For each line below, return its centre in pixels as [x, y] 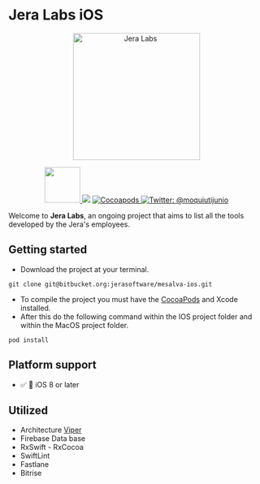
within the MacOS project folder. [74, 325]
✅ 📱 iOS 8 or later [50, 384]
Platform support [52, 365]
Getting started [48, 250]
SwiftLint [35, 456]
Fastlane [35, 465]
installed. [35, 308]
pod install [28, 340]
